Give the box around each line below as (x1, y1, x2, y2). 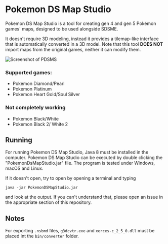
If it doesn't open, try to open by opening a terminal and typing (5, 175, 136, 181)
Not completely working (5, 104, 66, 111)
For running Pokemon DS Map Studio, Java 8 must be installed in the (5, 149, 149, 156)
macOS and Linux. (5, 165, 44, 171)
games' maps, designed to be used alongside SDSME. (5, 25, 118, 32)
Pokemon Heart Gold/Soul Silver (12, 91, 80, 98)
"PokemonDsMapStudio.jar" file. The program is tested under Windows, (5, 160, 155, 166)
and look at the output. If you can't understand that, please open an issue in (5, 194, 163, 200)
